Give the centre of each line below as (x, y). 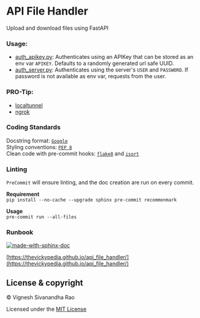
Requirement (23, 194)
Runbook (20, 232)
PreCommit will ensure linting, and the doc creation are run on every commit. (100, 183)
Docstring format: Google (37, 140)
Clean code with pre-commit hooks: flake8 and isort (73, 154)
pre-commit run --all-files (42, 217)
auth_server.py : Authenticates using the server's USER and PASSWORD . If (102, 70)
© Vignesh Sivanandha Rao (40, 297)
